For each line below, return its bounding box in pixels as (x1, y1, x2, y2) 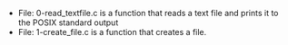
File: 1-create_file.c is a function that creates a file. (17, 27, 207, 37)
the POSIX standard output (17, 17, 119, 28)
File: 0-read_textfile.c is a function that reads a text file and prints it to (17, 8, 279, 18)
